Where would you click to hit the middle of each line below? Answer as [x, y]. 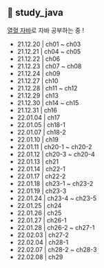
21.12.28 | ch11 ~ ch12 [47, 88]
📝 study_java [35, 13]
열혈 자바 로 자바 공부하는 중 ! [46, 30]
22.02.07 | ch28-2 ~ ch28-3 [57, 249]
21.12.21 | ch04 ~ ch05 [49, 51]
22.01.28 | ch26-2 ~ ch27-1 [56, 227]
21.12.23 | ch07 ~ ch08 [49, 66]
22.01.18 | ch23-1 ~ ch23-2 [55, 183]
